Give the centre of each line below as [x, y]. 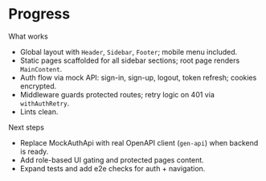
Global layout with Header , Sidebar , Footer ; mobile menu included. [129, 51]
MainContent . [41, 68]
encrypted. [38, 86]
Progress [39, 14]
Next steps [26, 127]
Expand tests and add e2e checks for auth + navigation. [113, 168]
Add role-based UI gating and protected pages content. [112, 160]
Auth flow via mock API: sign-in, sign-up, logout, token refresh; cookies [138, 77]
